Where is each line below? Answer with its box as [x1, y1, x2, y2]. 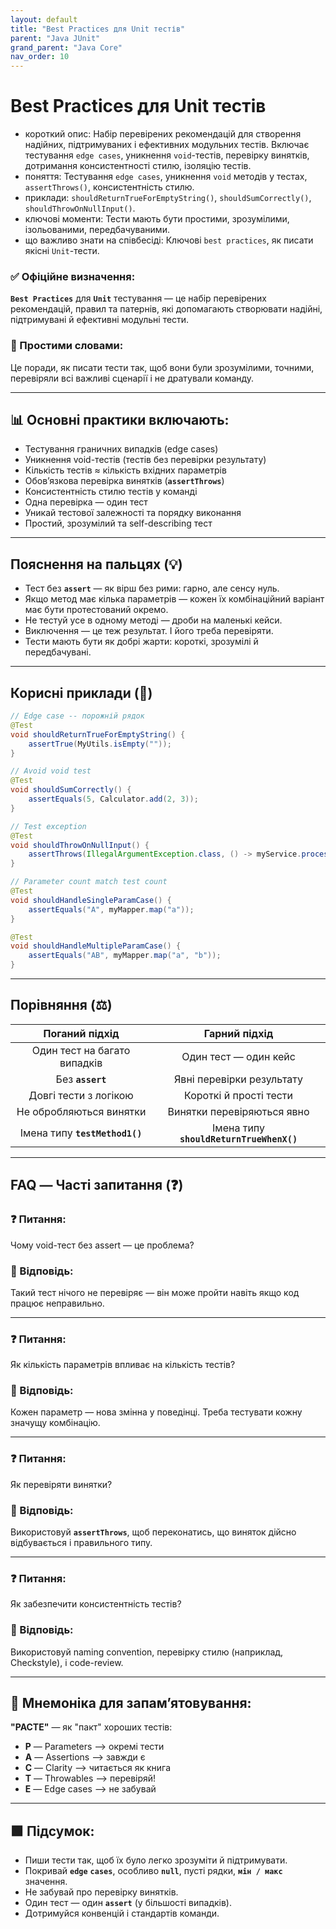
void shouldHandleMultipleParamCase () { [10, 941, 182, 951]
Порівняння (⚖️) [10, 997, 113, 1014]
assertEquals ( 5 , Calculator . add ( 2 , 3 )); [28, 794, 199, 805]
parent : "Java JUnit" [10, 33, 101, 43]
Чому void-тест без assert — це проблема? [10, 1239, 195, 1251]
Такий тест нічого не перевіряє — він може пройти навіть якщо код [10, 1286, 300, 1298]
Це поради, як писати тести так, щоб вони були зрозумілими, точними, [10, 361, 315, 373]
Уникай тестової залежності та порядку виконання [24, 507, 242, 519]
